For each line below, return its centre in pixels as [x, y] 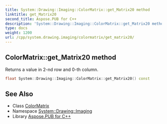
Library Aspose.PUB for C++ [42, 117]
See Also [19, 94]
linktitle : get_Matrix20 [31, 14]
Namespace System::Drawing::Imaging [52, 111]
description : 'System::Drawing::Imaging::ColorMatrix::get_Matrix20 [78, 24]
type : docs [16, 28]
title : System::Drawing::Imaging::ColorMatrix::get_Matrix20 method [78, 10]
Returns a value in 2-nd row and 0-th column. [52, 69]
